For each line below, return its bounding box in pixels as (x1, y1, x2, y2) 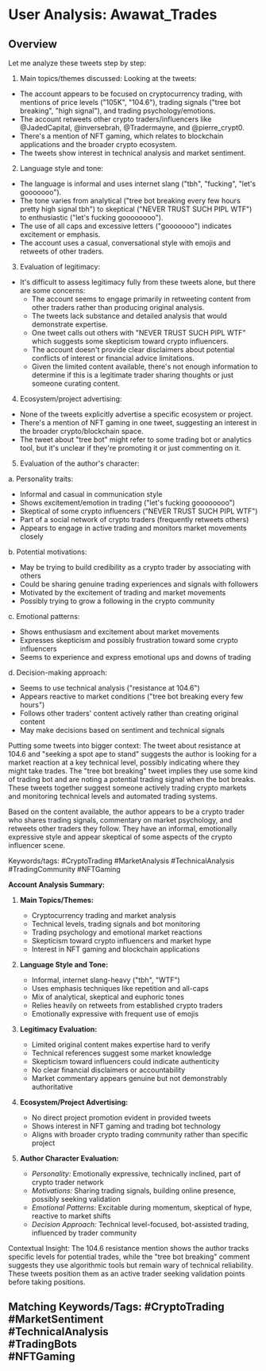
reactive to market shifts (31, 1211, 111, 1221)
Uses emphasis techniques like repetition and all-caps (31, 984, 209, 993)
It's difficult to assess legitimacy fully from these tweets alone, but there (19, 277, 256, 287)
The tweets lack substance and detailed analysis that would (31, 312, 228, 320)
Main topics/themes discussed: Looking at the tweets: (19, 74, 197, 83)
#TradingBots (8, 1338, 78, 1351)
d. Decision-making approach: (8, 668, 107, 677)
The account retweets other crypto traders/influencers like (19, 114, 212, 124)
